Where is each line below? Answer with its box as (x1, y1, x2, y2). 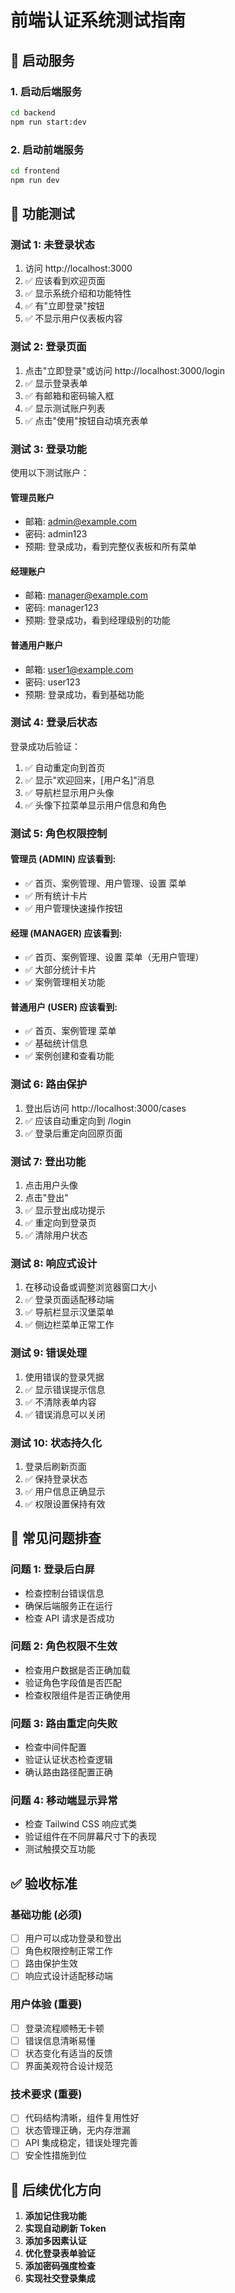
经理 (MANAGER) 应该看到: (10, 927, 123, 939)
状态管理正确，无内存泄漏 (24, 2124, 131, 2136)
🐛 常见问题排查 (10, 1530, 102, 1547)
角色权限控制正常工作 (24, 1945, 113, 1957)
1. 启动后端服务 (10, 84, 83, 98)
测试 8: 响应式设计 (10, 1256, 98, 1270)
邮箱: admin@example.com (24, 516, 138, 528)
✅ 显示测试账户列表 (24, 402, 106, 414)
